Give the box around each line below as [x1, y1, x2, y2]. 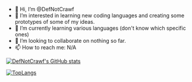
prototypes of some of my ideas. [14, 18, 95, 25]
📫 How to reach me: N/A [14, 44, 77, 51]
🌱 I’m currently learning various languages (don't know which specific [14, 24, 186, 31]
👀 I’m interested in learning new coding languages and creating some [14, 12, 185, 19]
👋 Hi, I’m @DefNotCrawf [14, 6, 74, 12]
